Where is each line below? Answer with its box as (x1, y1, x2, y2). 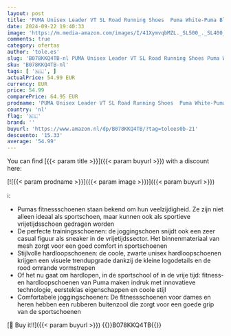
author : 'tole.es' (7, 49, 60, 56)
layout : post (7, 10, 45, 17)
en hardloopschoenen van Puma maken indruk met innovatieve (16, 278, 196, 286)
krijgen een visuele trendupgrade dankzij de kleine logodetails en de (16, 256, 211, 265)
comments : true (7, 36, 51, 43)
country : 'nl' (7, 106, 48, 113)
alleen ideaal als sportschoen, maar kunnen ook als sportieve (16, 213, 191, 221)
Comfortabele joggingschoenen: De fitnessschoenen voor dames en (16, 293, 211, 302)
